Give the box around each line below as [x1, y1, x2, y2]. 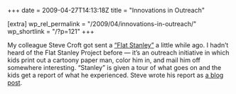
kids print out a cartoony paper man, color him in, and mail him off [7, 56, 201, 64]
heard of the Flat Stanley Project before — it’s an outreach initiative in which [7, 49, 230, 57]
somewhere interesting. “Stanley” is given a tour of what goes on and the [7, 64, 222, 71]
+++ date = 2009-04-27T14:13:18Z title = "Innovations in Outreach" [7, 6, 205, 14]
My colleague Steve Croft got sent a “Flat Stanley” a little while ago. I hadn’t [7, 41, 229, 49]
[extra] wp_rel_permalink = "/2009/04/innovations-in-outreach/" [7, 20, 197, 28]
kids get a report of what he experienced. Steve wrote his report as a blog [7, 71, 224, 79]
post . [7, 78, 23, 87]
